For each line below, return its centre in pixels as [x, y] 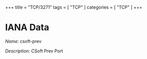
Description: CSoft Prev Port [34, 51]
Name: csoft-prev [23, 41]
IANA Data [27, 27]
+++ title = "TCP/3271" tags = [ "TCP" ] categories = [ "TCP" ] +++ [74, 7]
